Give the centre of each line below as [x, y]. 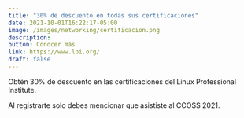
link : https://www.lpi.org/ [54, 52]
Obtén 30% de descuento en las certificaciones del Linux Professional [122, 81]
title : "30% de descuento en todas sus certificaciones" [104, 15]
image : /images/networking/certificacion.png [84, 30]
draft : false [30, 60]
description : [30, 37]
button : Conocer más [42, 45]
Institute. [22, 90]
